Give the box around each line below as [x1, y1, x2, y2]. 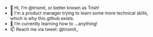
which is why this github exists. [9, 15, 74, 21]
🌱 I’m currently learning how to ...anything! [9, 20, 97, 26]
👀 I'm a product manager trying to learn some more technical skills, [9, 10, 148, 16]
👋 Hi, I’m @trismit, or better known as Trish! [9, 5, 99, 10]
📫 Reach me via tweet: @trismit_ [9, 26, 78, 32]
